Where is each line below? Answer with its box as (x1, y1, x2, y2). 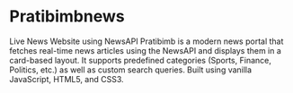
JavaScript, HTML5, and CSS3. (9, 73, 124, 84)
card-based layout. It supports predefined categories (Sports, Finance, (9, 55, 271, 65)
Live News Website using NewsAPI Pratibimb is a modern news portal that (9, 36, 284, 46)
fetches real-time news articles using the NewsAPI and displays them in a (9, 45, 281, 55)
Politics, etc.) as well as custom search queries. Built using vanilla (9, 64, 253, 75)
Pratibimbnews (9, 6, 125, 27)
